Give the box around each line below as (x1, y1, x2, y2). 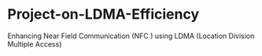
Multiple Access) (7, 39, 62, 48)
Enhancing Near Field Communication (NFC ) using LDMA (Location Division (7, 31, 255, 40)
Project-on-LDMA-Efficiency (7, 5, 200, 23)
